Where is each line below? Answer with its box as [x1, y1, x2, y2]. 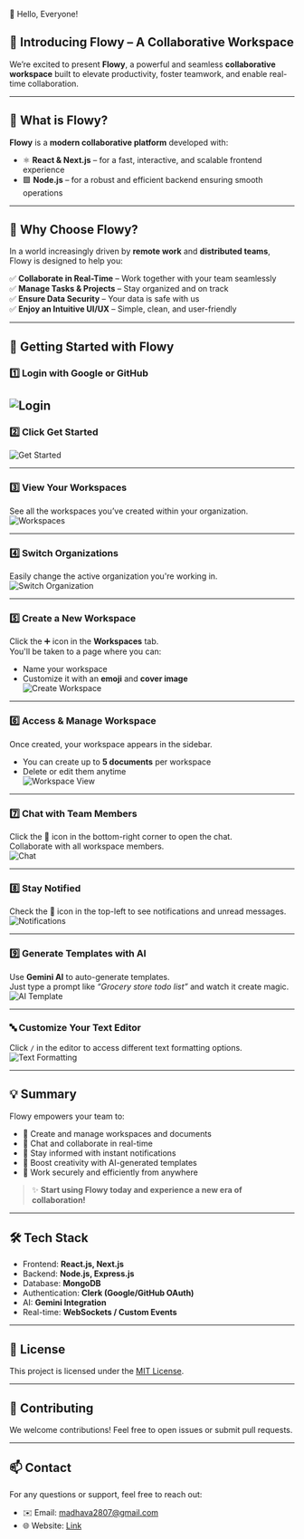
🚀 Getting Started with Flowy [9, 339, 175, 354]
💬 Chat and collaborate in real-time [22, 1138, 154, 1149]
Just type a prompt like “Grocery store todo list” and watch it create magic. [9, 981, 290, 992]
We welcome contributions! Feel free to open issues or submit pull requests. [9, 1425, 293, 1436]
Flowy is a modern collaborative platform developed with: [9, 137, 229, 148]
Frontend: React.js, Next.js [22, 1259, 125, 1270]
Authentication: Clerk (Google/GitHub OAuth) [22, 1287, 195, 1299]
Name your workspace [22, 664, 108, 675]
